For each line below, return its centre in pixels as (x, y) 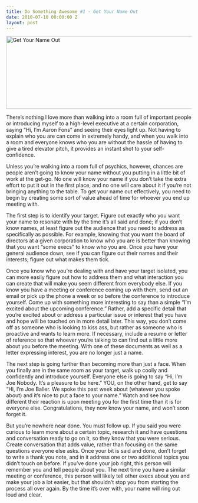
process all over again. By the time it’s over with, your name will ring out (93, 489)
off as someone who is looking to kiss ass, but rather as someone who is (94, 327)
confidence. (21, 155)
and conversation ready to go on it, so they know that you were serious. (93, 439)
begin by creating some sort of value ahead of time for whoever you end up (98, 198)
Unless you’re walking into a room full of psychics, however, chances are (95, 167)
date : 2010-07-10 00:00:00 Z (42, 17)
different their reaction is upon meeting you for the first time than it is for (94, 402)
